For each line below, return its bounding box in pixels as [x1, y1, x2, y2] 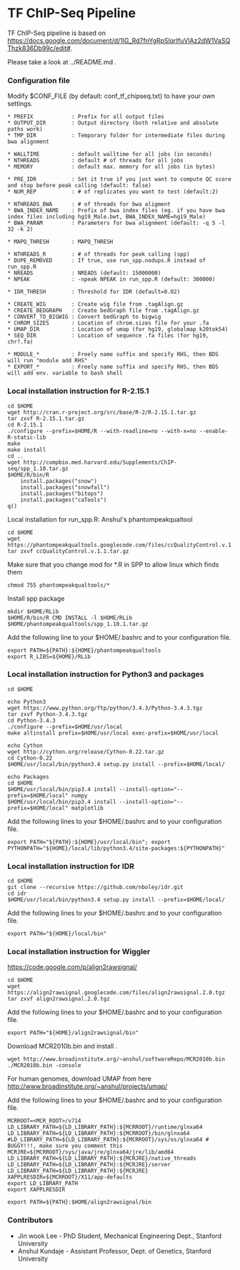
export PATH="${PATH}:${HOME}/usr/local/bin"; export [7, 838, 171, 845]
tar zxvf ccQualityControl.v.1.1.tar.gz [7, 547, 130, 555]
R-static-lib [7, 434, 46, 441]
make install [7, 446, 46, 453]
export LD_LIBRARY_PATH [7, 1180, 79, 1187]
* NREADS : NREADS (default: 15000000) [7, 269, 161, 277]
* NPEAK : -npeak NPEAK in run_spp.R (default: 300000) [7, 276, 216, 283]
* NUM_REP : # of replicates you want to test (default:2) [7, 188, 219, 196]
